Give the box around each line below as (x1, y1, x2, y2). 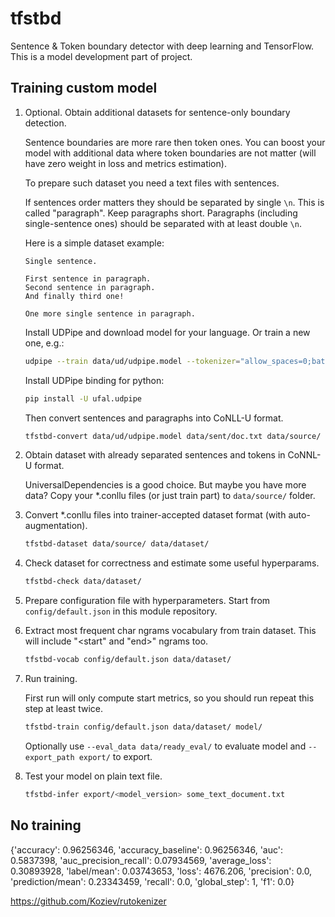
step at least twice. (24, 703, 103, 714)
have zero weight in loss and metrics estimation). (24, 157, 227, 169)
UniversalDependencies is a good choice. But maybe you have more (24, 479, 307, 491)
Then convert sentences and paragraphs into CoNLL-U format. (24, 412, 284, 424)
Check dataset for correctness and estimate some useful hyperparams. (24, 557, 320, 569)
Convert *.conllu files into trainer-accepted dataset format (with (24, 509, 287, 521)
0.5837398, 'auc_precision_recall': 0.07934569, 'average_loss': (10, 854, 272, 866)
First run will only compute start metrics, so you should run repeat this (24, 692, 315, 704)
